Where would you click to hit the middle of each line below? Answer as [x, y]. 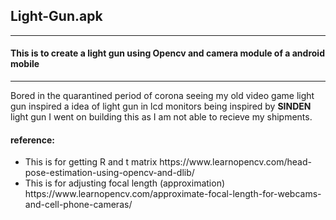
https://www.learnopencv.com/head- [235, 162]
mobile [25, 64]
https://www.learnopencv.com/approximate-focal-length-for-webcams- [173, 194]
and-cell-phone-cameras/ [78, 205]
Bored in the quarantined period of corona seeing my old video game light [162, 96]
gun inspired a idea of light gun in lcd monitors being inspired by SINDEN [161, 106]
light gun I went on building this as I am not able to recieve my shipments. [161, 117]
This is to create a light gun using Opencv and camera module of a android [167, 53]
